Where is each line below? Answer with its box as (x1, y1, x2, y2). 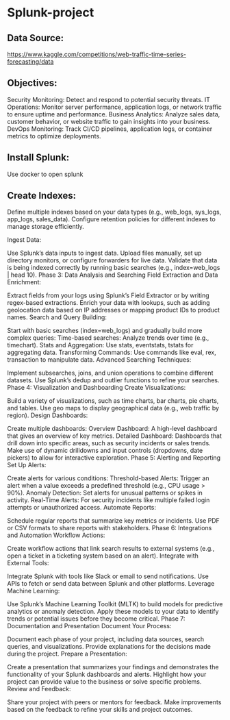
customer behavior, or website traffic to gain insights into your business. (7, 117, 211, 125)
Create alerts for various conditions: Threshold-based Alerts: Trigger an (7, 474, 209, 482)
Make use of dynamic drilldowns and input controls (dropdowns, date (7, 447, 203, 455)
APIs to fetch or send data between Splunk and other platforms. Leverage (7, 580, 215, 588)
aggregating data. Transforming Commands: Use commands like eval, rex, (7, 348, 217, 357)
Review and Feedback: (7, 685, 71, 693)
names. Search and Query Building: (7, 313, 107, 321)
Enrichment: (7, 278, 42, 286)
